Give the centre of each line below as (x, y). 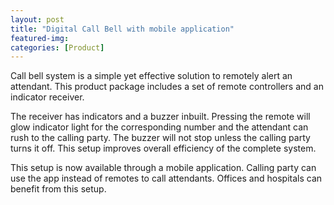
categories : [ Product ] (57, 47)
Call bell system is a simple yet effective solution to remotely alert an (151, 76)
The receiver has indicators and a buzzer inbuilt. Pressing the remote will (160, 117)
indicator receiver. (47, 97)
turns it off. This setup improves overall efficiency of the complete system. (163, 148)
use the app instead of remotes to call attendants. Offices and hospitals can (166, 178)
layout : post (37, 19)
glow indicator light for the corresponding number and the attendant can (159, 127)
